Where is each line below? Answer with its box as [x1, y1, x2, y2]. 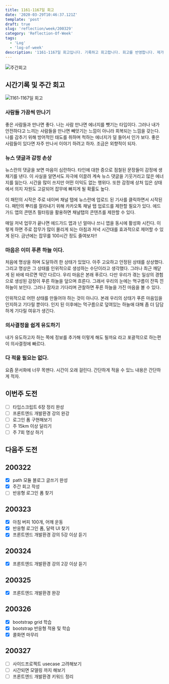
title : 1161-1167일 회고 [5, 7, 54, 13]
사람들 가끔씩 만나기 [5, 109, 51, 116]
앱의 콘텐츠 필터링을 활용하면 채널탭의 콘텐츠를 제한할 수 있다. [14, 209, 136, 215]
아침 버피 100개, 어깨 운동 [12, 519, 63, 525]
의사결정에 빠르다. [10, 340, 46, 347]
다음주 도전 [5, 445, 38, 454]
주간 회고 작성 [12, 483, 40, 489]
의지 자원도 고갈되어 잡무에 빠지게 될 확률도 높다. [14, 185, 110, 192]
